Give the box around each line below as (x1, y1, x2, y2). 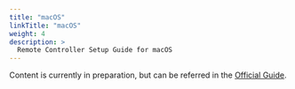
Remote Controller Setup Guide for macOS (17, 46, 173, 55)
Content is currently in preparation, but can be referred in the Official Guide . (9, 70, 287, 80)
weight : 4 (9, 29, 46, 38)
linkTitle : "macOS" (9, 21, 82, 30)
